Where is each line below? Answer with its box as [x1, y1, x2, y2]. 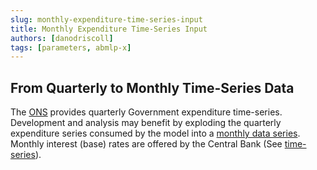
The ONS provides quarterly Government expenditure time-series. [10, 106, 283, 118]
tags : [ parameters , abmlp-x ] [10, 42, 132, 53]
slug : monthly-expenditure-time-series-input [10, 14, 203, 25]
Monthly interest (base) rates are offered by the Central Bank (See [10, 138, 283, 150]
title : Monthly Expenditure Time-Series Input [10, 24, 208, 34]
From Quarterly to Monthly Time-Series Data [10, 79, 295, 96]
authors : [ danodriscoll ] [10, 33, 114, 43]
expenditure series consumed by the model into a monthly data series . [10, 127, 301, 140]
